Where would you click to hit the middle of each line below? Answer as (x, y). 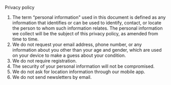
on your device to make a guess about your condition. (69, 55)
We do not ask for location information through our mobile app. (79, 72)
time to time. (25, 39)
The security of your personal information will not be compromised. (83, 66)
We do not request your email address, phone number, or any (77, 45)
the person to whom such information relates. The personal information (87, 28)
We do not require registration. (45, 61)
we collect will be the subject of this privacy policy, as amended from (85, 34)
